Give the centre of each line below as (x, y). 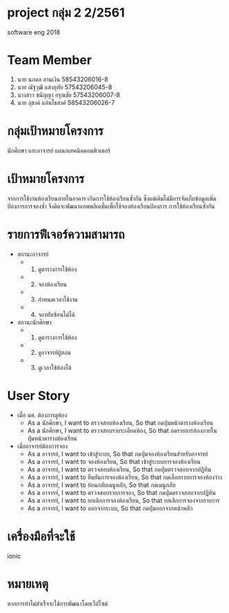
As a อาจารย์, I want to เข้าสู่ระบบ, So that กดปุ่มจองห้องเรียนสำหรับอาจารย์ (118, 454)
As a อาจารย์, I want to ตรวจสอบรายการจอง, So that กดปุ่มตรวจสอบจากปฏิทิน (121, 492)
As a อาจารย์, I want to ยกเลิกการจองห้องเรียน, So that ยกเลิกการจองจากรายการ (123, 500)
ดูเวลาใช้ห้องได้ (54, 367)
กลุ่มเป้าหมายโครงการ (55, 131)
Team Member (49, 60)
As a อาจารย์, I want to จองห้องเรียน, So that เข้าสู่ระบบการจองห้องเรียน (114, 461)
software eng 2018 (34, 32)
